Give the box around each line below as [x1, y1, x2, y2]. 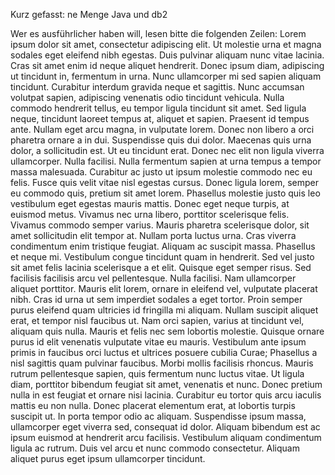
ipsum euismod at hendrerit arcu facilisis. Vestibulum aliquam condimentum [10, 432, 322, 443]
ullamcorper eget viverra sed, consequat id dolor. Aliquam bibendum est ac [10, 421, 321, 433]
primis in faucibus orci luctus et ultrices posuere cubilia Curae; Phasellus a [10, 347, 318, 358]
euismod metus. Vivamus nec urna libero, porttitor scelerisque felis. [10, 209, 290, 220]
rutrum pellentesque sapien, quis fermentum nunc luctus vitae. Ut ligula [10, 368, 305, 379]
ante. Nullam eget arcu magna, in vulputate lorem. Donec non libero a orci [10, 124, 315, 135]
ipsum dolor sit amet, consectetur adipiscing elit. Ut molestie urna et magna [10, 39, 322, 50]
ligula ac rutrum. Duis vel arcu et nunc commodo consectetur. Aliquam [10, 442, 300, 454]
